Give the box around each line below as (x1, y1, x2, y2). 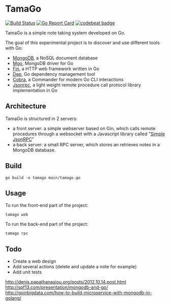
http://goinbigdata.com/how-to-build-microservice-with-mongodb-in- (5, 290, 152, 296)
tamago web (5, 212, 28, 218)
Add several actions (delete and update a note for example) (12, 264, 137, 270)
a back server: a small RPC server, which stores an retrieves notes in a (12, 141, 160, 147)
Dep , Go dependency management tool (12, 71, 95, 77)
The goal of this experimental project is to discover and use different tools (5, 39, 160, 46)
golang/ (5, 295, 22, 301)
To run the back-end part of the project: (5, 221, 89, 227)
